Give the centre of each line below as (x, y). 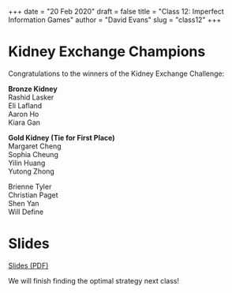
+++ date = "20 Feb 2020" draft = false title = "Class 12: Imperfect (116, 11)
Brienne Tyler (30, 186)
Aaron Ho (24, 114)
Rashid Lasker (31, 97)
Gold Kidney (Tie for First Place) (62, 137)
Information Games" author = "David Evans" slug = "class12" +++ (115, 20)
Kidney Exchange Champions (107, 52)
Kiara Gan (24, 122)
